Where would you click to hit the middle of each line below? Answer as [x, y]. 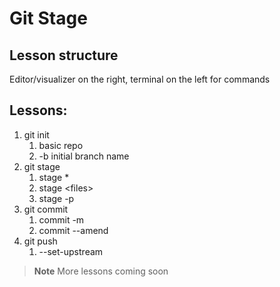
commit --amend [73, 230]
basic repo [61, 145]
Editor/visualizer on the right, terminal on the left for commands [140, 79]
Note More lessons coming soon [101, 271]
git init [36, 134]
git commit [46, 209]
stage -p [56, 198]
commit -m [61, 219]
